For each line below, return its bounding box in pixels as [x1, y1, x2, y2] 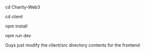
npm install [5, 23, 28, 29]
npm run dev [5, 33, 31, 38]
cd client [5, 14, 23, 19]
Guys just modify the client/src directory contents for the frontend [5, 42, 140, 48]
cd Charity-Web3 [5, 4, 41, 10]
